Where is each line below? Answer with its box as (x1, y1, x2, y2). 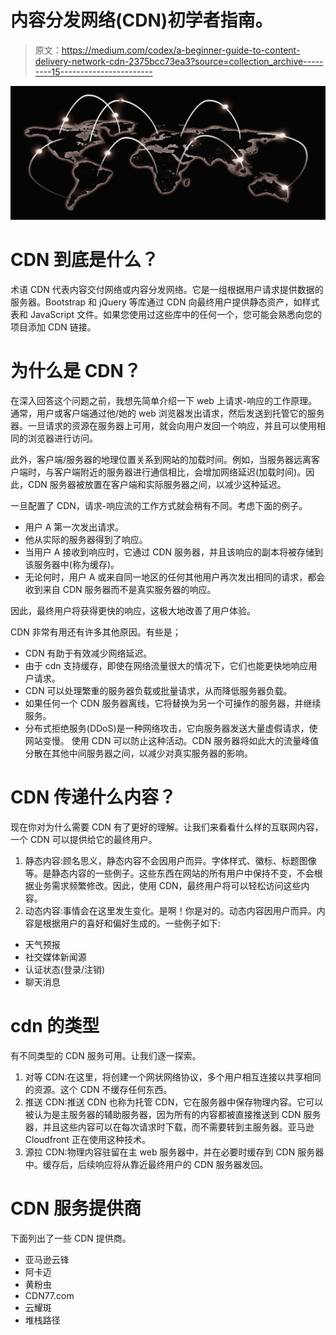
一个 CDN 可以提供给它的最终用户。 (10, 833, 158, 845)
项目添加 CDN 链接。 (10, 321, 97, 333)
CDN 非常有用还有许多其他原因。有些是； (10, 626, 182, 638)
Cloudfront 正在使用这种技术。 (24, 1133, 152, 1145)
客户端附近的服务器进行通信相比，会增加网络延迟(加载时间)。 (53, 466, 307, 478)
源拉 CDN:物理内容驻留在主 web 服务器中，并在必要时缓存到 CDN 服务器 (24, 1146, 325, 1158)
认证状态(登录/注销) (24, 963, 106, 975)
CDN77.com (24, 1289, 75, 1301)
